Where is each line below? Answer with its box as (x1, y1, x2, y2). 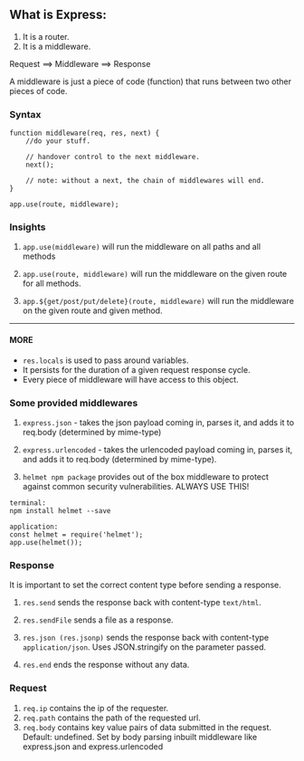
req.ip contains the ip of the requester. (22, 702, 169, 713)
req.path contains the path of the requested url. (22, 712, 201, 723)
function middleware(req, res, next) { (9, 128, 160, 138)
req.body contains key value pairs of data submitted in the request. (22, 721, 271, 732)
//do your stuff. (25, 137, 91, 146)
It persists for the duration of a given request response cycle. (22, 364, 251, 375)
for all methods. (22, 278, 81, 289)
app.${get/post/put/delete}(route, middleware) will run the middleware (22, 296, 294, 307)
